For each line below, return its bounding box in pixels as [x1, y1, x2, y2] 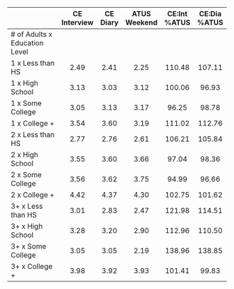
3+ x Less [10, 202, 43, 211]
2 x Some [10, 170, 42, 179]
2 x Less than [10, 130, 55, 139]
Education [10, 38, 44, 47]
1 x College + [10, 119, 54, 128]
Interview [61, 17, 94, 27]
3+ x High [10, 221, 43, 231]
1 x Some [10, 98, 42, 108]
